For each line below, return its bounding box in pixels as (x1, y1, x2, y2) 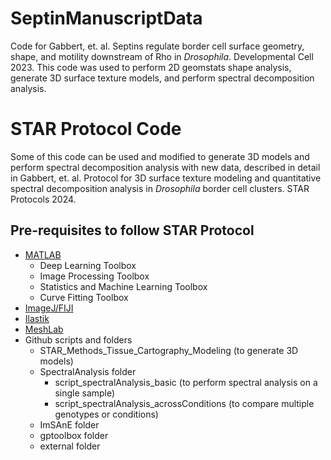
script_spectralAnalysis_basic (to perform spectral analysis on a (54, 376, 318, 388)
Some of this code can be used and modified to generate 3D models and (10, 150, 310, 162)
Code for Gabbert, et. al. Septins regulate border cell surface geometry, (10, 40, 305, 52)
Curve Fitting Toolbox (39, 291, 129, 303)
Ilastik (24, 312, 50, 324)
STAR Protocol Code (10, 118, 182, 141)
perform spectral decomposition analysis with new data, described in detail (10, 161, 321, 173)
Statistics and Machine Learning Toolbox (39, 280, 208, 292)
